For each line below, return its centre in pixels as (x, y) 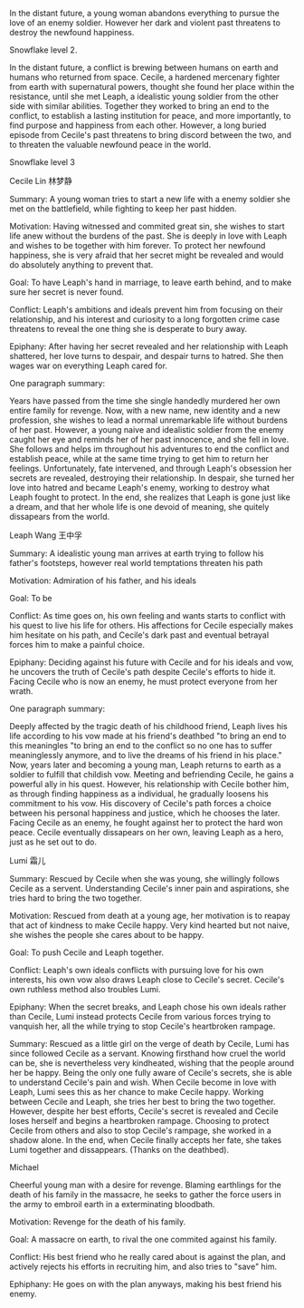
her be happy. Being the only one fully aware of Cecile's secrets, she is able (151, 1073)
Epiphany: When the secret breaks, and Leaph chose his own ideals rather (148, 1007)
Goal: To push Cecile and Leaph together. (87, 952)
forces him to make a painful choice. (77, 644)
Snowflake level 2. (43, 50)
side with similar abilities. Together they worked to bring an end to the (139, 106)
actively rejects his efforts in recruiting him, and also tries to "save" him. (143, 1266)
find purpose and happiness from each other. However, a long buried (138, 125)
